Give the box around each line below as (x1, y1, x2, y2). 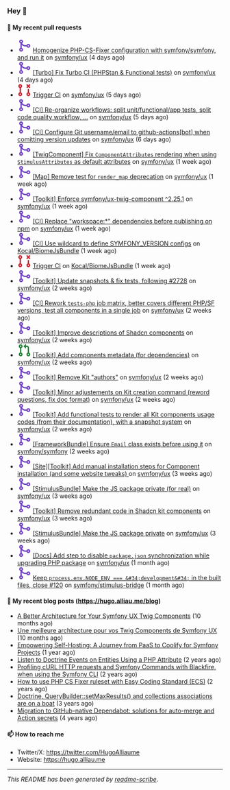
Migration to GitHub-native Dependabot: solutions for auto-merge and (16, 706, 215, 715)
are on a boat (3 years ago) (16, 699, 94, 708)
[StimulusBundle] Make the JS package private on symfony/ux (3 (32, 529, 216, 538)
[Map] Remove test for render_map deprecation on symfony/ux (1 (32, 173, 214, 181)
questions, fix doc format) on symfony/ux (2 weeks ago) (16, 396, 176, 404)
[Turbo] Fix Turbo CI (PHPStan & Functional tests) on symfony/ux (32, 69, 216, 77)
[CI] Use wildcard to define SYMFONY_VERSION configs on (32, 239, 201, 248)
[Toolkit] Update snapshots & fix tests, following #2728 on (32, 277, 196, 285)
